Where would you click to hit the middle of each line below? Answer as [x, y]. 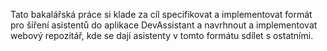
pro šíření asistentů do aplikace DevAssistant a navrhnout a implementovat [164, 25]
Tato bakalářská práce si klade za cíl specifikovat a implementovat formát [161, 14]
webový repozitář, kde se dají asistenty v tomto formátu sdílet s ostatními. [162, 35]
